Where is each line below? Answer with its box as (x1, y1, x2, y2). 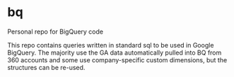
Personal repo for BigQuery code (7, 27, 104, 36)
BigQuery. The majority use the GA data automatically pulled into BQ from (7, 48, 222, 57)
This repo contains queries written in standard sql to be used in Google (7, 41, 214, 49)
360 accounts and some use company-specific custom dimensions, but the (7, 55, 228, 64)
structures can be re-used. (7, 63, 86, 71)
